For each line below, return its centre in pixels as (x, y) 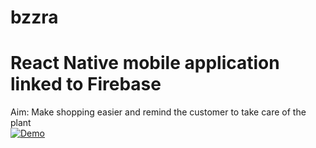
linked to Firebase (86, 84)
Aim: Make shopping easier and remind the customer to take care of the (158, 112)
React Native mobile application (145, 63)
